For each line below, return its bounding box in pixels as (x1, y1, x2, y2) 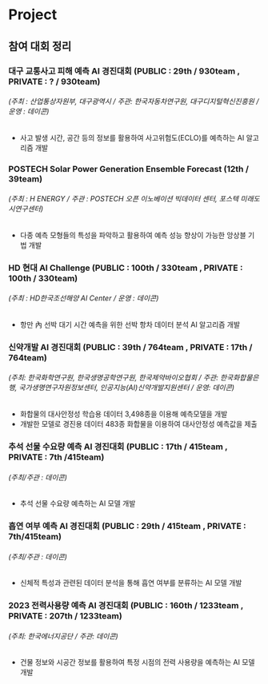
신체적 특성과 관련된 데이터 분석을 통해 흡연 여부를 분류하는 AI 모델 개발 (19, 578, 242, 588)
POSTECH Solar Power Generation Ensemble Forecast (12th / (8, 163, 250, 174)
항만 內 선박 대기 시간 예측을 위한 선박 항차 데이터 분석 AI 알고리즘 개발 (19, 320, 241, 329)
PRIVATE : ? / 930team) (8, 76, 101, 87)
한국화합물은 (219, 373, 259, 383)
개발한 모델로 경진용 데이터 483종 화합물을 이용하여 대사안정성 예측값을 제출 (19, 420, 258, 429)
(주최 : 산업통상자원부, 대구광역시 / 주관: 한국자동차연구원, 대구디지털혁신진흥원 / (8, 97, 259, 106)
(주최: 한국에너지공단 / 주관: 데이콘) (8, 631, 118, 641)
